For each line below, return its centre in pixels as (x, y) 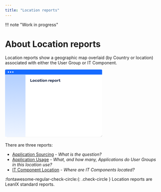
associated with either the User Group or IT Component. (61, 62)
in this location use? (32, 164)
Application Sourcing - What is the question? (57, 154)
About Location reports (53, 44)
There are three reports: (29, 145)
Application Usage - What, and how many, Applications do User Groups (84, 159)
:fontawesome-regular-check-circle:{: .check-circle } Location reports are (79, 179)
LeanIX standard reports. (30, 184)
